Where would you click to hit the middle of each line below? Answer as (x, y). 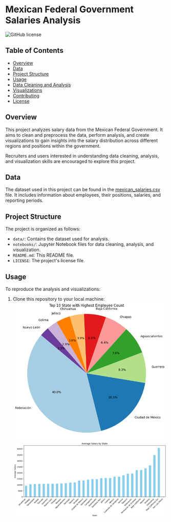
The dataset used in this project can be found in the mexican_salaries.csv (83, 190)
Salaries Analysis (43, 20)
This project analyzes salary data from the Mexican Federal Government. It (84, 130)
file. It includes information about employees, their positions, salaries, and (83, 195)
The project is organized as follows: (43, 229)
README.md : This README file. (43, 255)
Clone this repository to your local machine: (59, 299)
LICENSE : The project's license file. (49, 261)
